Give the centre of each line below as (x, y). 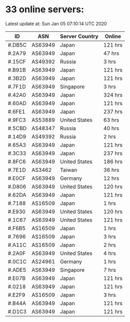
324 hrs (113, 95)
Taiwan (69, 170)
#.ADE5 (17, 270)
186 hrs (113, 162)
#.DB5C (17, 45)
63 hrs (111, 120)
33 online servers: (45, 9)
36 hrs (111, 170)
